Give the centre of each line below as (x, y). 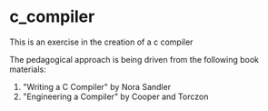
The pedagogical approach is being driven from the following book (134, 59)
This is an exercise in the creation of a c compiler (101, 42)
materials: (28, 69)
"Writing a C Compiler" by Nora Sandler (96, 86)
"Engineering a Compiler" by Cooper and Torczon (115, 96)
